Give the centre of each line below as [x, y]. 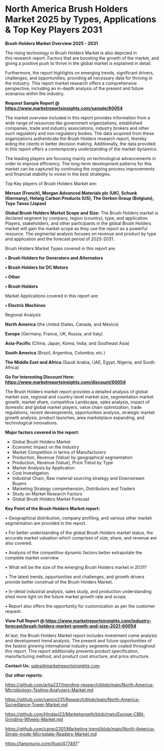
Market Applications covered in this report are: [52, 296]
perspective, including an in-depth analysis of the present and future [74, 88]
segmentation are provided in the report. [46, 523]
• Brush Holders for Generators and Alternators [54, 258]
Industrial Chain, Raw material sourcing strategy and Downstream [78, 478]
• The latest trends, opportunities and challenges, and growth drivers [75, 577]
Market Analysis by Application [43, 468]
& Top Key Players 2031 [54, 30]
